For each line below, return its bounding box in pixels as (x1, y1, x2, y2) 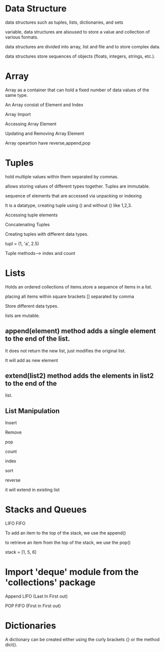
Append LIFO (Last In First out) (5, 593, 68, 599)
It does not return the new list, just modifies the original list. (5, 348, 126, 354)
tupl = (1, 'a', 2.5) (5, 241, 40, 246)
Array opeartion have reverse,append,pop (5, 140, 90, 146)
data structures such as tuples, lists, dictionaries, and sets (5, 19, 124, 25)
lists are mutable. (5, 312, 41, 319)
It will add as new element (5, 357, 58, 363)
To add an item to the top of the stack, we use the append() (5, 530, 126, 536)
